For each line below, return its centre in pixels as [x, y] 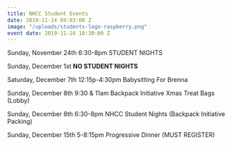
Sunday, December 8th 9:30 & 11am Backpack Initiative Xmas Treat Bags [111, 93]
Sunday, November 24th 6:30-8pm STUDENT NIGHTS [85, 53]
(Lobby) [18, 101]
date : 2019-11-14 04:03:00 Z [49, 20]
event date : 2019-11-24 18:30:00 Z [59, 33]
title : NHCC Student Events [48, 14]
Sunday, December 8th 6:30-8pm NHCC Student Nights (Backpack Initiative [116, 114]
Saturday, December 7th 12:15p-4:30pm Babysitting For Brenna [98, 80]
